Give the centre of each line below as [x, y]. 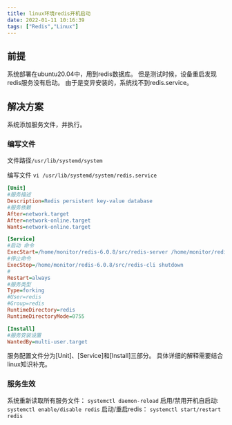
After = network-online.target [49, 220]
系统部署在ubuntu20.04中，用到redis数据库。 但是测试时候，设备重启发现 [112, 74]
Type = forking [26, 291]
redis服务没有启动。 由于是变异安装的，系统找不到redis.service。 [100, 83]
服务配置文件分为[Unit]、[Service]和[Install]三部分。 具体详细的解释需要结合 [115, 356]
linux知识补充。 [29, 364]
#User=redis [24, 297]
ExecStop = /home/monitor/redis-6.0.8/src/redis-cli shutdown [96, 265]
